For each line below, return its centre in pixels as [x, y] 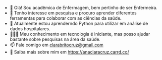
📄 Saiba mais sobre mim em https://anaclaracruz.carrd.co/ [70, 52]
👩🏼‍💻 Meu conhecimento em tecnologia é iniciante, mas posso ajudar [80, 34]
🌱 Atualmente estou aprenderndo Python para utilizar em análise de [79, 23]
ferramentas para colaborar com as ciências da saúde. [66, 18]
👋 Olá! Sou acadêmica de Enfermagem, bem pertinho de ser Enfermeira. [83, 8]
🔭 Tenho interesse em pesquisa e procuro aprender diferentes [73, 13]
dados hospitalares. [30, 29]
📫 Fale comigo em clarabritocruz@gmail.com [56, 45]
